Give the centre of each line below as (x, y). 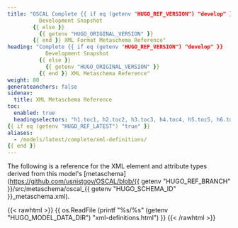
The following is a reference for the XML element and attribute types (107, 166)
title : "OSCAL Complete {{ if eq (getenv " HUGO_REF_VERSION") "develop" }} (121, 14)
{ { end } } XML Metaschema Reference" (95, 73)
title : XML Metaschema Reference (63, 100)
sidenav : (20, 93)
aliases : (20, 133)
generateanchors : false (42, 87)
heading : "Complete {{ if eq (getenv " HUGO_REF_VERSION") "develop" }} (115, 47)
